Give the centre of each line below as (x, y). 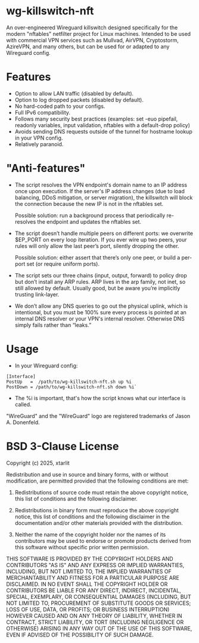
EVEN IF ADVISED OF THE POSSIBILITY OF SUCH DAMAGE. (80, 635)
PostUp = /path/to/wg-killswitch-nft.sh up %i (69, 382)
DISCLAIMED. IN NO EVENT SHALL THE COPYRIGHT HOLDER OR (87, 584)
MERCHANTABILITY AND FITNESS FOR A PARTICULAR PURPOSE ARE (93, 577)
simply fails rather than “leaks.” (53, 325)
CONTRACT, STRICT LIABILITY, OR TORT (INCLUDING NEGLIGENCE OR (95, 622)
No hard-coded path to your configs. (60, 106)
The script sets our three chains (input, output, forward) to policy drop (101, 275)
